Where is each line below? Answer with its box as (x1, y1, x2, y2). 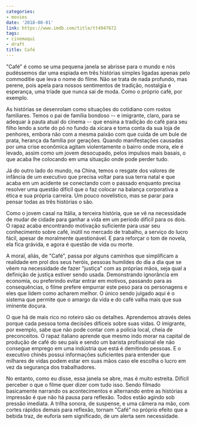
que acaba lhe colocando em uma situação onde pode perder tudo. (6, 155, 169, 162)
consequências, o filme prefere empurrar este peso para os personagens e (6, 283, 188, 290)
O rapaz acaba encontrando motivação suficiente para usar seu (6, 222, 160, 229)
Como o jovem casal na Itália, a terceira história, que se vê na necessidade (6, 209, 186, 216)
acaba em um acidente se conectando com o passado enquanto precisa (6, 179, 181, 186)
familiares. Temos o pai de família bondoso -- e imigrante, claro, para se (6, 112, 181, 119)
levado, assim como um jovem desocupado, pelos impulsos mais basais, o (6, 149, 186, 156)
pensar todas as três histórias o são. (6, 198, 94, 205)
